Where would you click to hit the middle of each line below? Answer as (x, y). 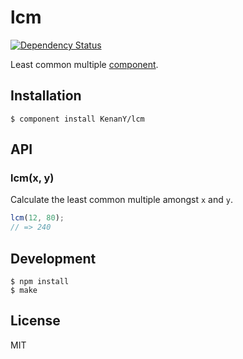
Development (53, 258)
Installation (46, 96)
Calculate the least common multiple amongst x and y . (121, 200)
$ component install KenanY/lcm (77, 119)
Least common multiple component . (84, 64)
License (35, 321)
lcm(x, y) (32, 178)
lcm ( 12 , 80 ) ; (37, 218)
